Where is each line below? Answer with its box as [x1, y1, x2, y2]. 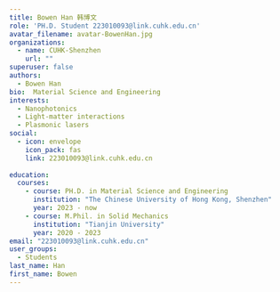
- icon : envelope [17, 137, 82, 146]
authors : [9, 71, 42, 80]
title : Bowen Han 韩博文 [9, 12, 98, 22]
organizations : [9, 37, 66, 47]
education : [9, 170, 50, 179]
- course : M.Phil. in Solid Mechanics [25, 211, 169, 221]
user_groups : [9, 245, 58, 254]
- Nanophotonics [17, 104, 77, 113]
